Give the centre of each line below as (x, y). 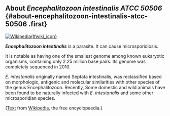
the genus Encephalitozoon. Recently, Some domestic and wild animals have (85, 87)
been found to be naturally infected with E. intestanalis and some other (79, 93)
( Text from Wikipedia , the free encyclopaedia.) (54, 108)
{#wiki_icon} (44, 36)
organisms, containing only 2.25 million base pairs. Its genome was (76, 61)
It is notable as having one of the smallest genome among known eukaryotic (85, 56)
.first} (38, 24)
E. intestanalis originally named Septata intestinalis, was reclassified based (83, 76)
